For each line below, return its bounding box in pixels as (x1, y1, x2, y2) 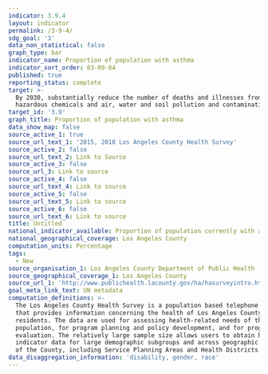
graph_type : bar (8, 49, 62, 57)
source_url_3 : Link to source (8, 168, 109, 176)
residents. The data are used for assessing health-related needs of (15, 316, 251, 324)
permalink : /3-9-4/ (8, 26, 73, 34)
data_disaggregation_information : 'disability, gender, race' (8, 353, 219, 362)
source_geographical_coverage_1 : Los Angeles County (8, 272, 187, 280)
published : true (8, 71, 62, 79)
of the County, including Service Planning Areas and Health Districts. (15, 346, 262, 354)
